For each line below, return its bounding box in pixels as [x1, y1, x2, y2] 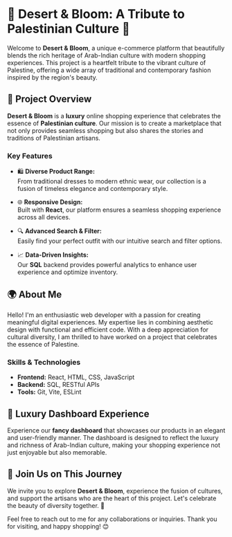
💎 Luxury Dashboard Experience [7, 408, 150, 419]
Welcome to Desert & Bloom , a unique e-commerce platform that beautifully [7, 44, 225, 52]
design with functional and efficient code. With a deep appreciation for [7, 325, 209, 334]
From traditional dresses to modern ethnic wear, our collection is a [17, 177, 206, 185]
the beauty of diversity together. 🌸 [7, 501, 105, 509]
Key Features [7, 151, 53, 161]
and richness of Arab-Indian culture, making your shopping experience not [7, 441, 220, 449]
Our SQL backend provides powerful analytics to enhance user [17, 261, 197, 269]
